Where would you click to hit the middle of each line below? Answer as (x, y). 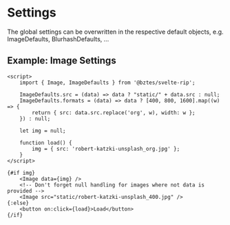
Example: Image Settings (62, 61)
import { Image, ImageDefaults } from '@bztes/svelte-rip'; (107, 83)
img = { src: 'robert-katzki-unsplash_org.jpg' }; (106, 149)
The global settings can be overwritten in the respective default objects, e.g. (115, 32)
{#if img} (21, 173)
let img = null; (43, 131)
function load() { (46, 142)
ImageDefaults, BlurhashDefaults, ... (58, 39)
